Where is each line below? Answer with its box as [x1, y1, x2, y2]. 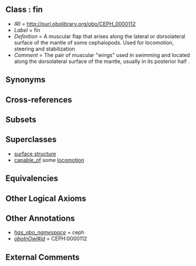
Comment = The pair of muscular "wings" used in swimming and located [13, 51, 190, 58]
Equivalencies [5, 173, 58, 184]
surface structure [13, 150, 56, 157]
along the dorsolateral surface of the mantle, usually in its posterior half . [13, 58, 190, 65]
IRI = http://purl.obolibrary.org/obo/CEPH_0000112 [13, 20, 136, 27]
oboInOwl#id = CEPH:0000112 [13, 235, 87, 243]
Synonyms [5, 75, 46, 85]
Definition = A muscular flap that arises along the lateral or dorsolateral [13, 32, 185, 40]
